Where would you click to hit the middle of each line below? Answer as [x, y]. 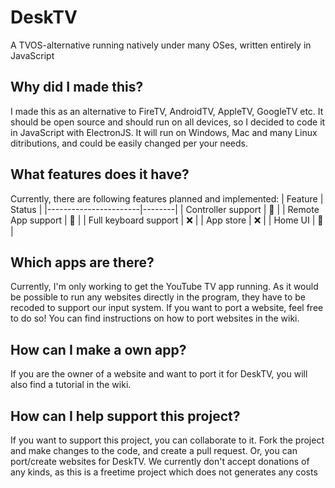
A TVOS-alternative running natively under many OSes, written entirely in [161, 45]
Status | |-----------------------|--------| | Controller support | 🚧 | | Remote [165, 209]
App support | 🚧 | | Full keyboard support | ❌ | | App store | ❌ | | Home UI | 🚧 [167, 220]
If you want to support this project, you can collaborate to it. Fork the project [167, 440]
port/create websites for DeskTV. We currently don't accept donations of [160, 461]
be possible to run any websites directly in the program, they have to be [158, 297]
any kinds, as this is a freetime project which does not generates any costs [164, 472]
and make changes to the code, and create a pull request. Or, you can [154, 450]
